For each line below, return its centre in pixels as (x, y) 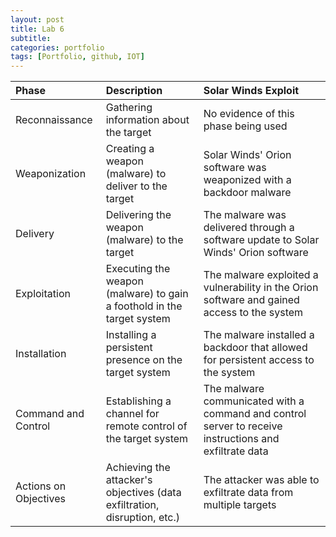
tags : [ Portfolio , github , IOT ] (77, 57)
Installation (41, 354)
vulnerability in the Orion (261, 288)
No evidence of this (249, 114)
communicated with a (254, 401)
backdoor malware (247, 193)
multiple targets (240, 505)
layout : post (37, 19)
